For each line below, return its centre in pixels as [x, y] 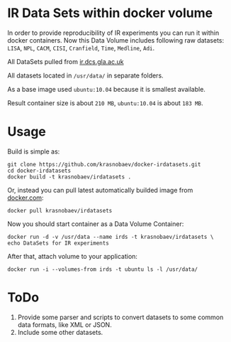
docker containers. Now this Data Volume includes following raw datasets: [116, 40]
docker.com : [26, 198]
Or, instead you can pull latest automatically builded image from [100, 190]
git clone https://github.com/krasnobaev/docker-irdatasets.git [104, 164]
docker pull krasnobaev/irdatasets [60, 210]
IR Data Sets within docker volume [110, 13]
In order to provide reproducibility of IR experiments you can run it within [113, 33]
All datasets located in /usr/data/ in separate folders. [86, 75]
